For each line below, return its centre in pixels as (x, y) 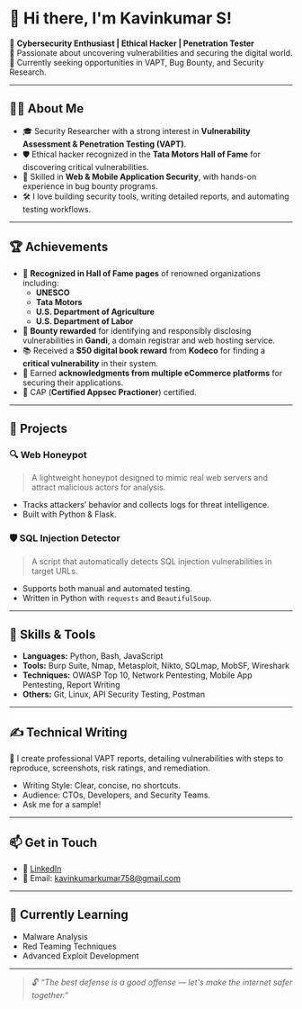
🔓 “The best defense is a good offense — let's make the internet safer (162, 982)
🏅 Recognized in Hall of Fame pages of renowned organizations (141, 273)
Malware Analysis (55, 936)
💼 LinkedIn (42, 869)
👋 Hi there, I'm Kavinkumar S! (120, 18)
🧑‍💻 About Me (47, 108)
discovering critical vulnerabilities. (86, 167)
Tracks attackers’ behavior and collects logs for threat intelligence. (146, 505)
